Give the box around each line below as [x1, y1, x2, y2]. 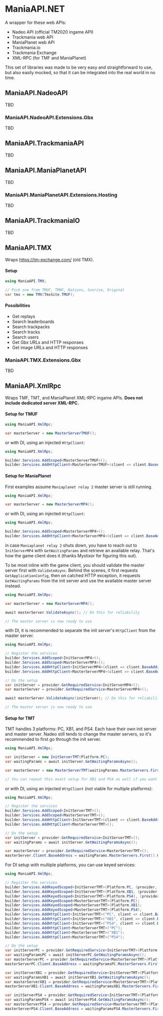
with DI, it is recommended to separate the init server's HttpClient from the [5, 628, 156, 634]
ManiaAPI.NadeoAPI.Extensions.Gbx [5, 114, 94, 120]
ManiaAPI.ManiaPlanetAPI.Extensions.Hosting [5, 191, 118, 198]
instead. [5, 583, 21, 589]
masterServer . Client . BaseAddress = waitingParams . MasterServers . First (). [5, 853, 158, 858]
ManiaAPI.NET [5, 3, 65, 15]
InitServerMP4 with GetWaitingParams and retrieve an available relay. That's [5, 547, 155, 553]
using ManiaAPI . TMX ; [5, 279, 47, 283]
